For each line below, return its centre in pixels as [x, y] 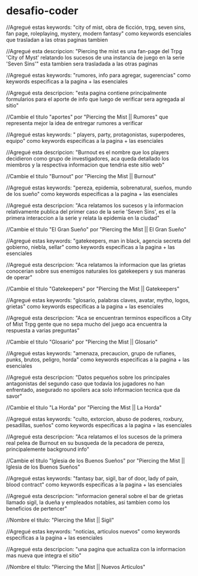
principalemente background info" [48, 449]
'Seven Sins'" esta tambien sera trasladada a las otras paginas [82, 64]
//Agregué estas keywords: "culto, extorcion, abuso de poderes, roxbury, [95, 419]
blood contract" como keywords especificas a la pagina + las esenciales [94, 485]
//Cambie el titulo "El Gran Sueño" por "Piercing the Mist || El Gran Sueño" [96, 229]
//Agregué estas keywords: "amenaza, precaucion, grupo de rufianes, [91, 353]
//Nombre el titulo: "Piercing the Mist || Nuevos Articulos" [76, 567]
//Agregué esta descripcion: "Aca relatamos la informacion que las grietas [96, 264]
